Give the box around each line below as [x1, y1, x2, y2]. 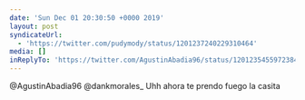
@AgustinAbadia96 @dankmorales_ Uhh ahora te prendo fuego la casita [9, 81, 281, 91]
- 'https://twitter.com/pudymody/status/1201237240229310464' [17, 38, 258, 48]
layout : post [9, 22, 59, 31]
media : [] [9, 47, 47, 56]
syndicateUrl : [9, 30, 64, 39]
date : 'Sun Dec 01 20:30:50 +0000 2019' [9, 13, 165, 23]
